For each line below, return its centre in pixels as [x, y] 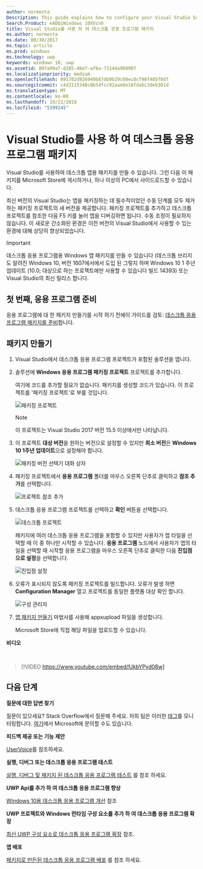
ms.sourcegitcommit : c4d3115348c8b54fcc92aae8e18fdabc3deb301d [88, 85]
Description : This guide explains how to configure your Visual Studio [98, 18]
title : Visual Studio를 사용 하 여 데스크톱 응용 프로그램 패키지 [80, 29]
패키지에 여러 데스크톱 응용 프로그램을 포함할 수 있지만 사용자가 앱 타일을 [100, 535]
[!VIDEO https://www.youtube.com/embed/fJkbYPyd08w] [93, 667]
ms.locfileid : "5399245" [37, 108]
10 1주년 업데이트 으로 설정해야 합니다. [59, 451]
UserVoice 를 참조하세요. [35, 749]
